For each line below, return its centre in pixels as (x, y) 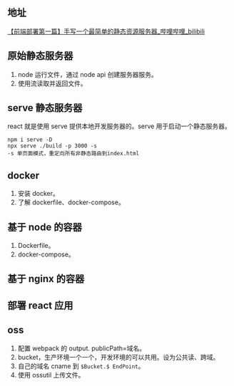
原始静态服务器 (40, 56)
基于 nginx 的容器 (46, 279)
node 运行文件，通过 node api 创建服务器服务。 (88, 74)
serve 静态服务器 (45, 108)
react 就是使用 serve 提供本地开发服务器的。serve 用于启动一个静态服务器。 (119, 126)
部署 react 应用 (40, 305)
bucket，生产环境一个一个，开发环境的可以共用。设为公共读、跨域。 (118, 357)
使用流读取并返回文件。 (52, 83)
